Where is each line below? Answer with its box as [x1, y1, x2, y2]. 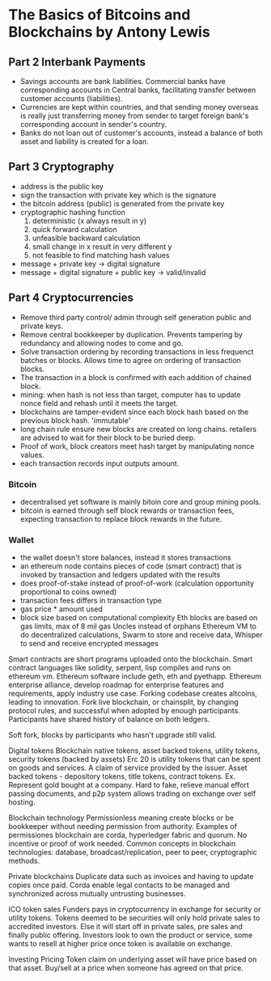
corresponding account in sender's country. [19, 120, 167, 129]
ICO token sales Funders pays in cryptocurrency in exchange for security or [8, 904, 261, 915]
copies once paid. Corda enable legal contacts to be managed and [8, 880, 231, 890]
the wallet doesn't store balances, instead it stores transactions [19, 552, 232, 563]
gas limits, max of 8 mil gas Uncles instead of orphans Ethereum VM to [19, 621, 257, 632]
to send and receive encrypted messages [19, 639, 159, 649]
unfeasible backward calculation [32, 233, 141, 243]
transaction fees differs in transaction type [19, 596, 163, 606]
